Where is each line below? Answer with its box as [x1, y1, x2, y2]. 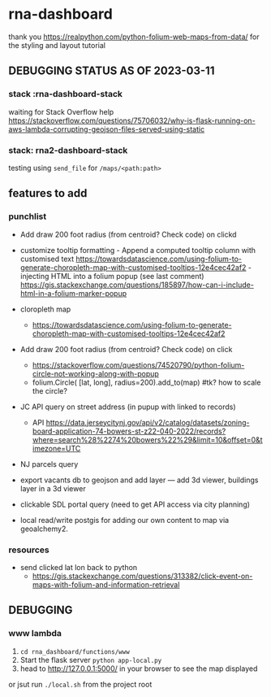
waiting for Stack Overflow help [8, 107, 114, 116]
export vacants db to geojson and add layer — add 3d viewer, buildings [19, 475, 259, 485]
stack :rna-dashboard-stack [8, 89, 123, 100]
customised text [19, 254, 75, 264]
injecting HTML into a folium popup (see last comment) [19, 271, 204, 281]
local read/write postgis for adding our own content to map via [19, 515, 230, 525]
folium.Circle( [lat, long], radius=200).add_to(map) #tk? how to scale [32, 377, 261, 387]
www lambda [8, 628, 62, 639]
